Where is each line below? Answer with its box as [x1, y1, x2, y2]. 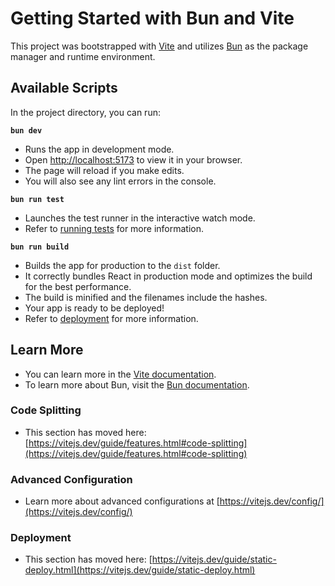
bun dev [10, 125, 43, 136]
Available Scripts [10, 80, 118, 97]
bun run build [10, 242, 70, 252]
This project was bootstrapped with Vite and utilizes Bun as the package [10, 40, 309, 52]
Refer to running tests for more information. [24, 222, 205, 234]
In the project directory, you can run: [10, 106, 161, 118]
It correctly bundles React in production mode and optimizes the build [24, 270, 313, 282]
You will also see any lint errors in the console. [24, 175, 217, 187]
